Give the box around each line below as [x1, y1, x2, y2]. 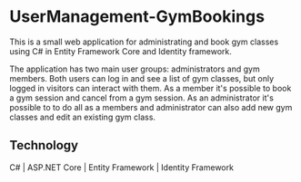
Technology [9, 138, 79, 153]
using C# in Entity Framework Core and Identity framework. [9, 45, 232, 56]
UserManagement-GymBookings [9, 6, 266, 27]
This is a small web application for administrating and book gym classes [9, 36, 279, 47]
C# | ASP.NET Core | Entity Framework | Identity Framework [9, 161, 235, 173]
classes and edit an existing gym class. [9, 111, 156, 122]
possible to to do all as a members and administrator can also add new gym [9, 101, 293, 112]
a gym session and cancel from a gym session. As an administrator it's [9, 92, 275, 103]
